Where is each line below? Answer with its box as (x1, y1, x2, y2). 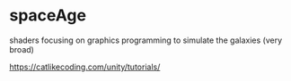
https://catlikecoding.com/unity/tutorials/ (9, 61, 161, 72)
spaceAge (9, 5, 87, 26)
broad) (9, 44, 34, 54)
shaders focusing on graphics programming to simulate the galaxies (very (9, 35, 283, 45)
